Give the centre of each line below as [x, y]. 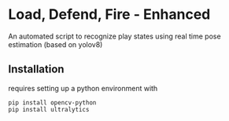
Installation [36, 70]
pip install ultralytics [49, 109]
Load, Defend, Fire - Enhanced [109, 15]
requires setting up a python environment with [83, 88]
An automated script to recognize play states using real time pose [115, 36]
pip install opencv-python [52, 103]
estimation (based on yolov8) [55, 44]
